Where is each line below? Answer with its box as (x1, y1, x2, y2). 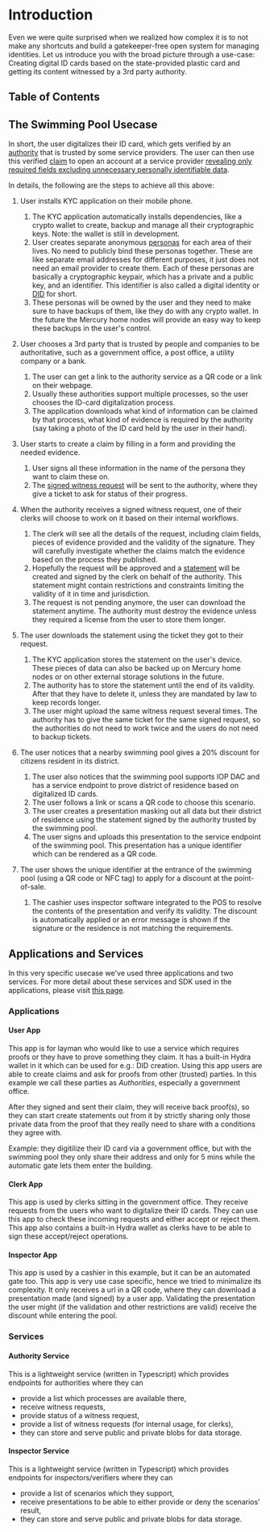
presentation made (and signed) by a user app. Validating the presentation (8, 1294, 255, 1303)
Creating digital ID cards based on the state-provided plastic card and (8, 58, 240, 68)
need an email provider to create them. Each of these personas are (31, 263, 255, 273)
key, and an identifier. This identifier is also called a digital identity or (31, 280, 260, 290)
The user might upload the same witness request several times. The (31, 706, 258, 716)
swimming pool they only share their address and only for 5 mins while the (8, 1152, 255, 1162)
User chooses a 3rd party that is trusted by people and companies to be (19, 339, 260, 349)
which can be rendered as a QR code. (31, 849, 158, 859)
